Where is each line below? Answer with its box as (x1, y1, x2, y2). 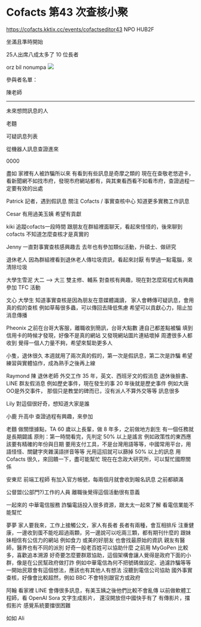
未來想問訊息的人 (6, 107, 48, 114)
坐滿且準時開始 (6, 38, 43, 45)
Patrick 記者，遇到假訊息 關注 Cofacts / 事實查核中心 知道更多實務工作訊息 (6, 197, 190, 205)
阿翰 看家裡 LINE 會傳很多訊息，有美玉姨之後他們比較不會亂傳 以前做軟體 (6, 586, 187, 594)
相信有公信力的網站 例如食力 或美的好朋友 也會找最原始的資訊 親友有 (11, 536, 180, 544)
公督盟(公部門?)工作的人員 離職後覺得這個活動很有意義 (6, 488, 141, 496)
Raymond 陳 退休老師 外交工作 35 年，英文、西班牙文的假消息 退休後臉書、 (6, 372, 191, 379)
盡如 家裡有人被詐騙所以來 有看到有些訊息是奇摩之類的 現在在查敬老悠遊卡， (6, 169, 194, 177)
